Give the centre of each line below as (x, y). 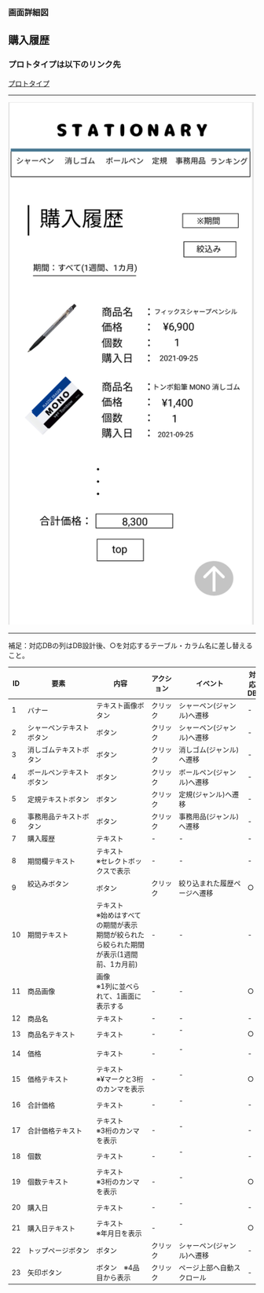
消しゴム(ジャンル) (209, 750)
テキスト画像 (117, 705)
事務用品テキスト (55, 817)
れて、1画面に (119, 996)
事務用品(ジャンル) (209, 817)
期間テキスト (48, 935)
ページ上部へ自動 (206, 1268)
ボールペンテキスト (58, 772)
